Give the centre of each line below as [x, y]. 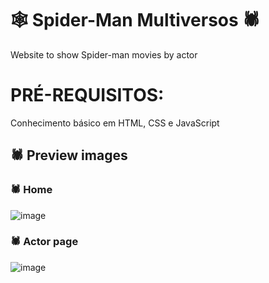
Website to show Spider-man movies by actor [104, 54]
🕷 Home [31, 190]
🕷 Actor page [44, 242]
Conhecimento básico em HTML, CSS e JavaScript [115, 123]
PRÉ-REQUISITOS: [87, 95]
